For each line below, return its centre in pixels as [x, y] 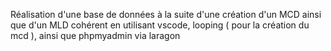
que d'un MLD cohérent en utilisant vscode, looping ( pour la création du [160, 25]
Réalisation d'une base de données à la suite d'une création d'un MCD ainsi [166, 14]
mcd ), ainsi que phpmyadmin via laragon [95, 35]
